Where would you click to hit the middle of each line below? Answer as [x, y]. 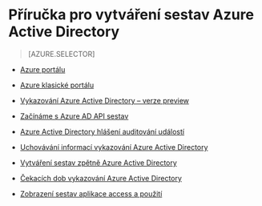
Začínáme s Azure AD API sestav [74, 116]
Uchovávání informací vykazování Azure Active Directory [114, 147]
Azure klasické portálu [57, 85]
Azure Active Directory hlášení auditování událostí [102, 131]
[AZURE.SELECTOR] [61, 54]
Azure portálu [42, 69]
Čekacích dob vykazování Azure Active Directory [101, 178]
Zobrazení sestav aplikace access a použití [91, 193]
